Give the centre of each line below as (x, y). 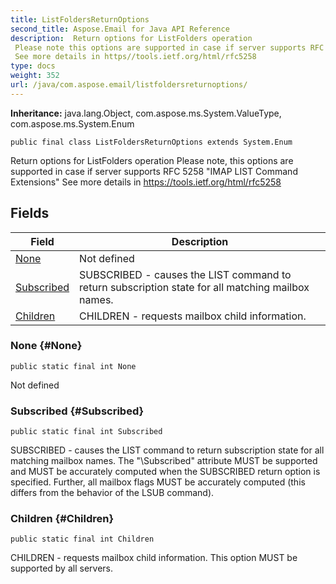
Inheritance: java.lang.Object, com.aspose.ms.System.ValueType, (146, 113)
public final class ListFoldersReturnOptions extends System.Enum (151, 142)
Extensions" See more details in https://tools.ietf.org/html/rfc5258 (146, 182)
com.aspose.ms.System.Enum (72, 123)
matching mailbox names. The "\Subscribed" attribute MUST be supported (164, 461)
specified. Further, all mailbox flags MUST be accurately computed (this (158, 482)
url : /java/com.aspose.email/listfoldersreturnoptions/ (129, 85)
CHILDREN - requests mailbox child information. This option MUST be (154, 558)
